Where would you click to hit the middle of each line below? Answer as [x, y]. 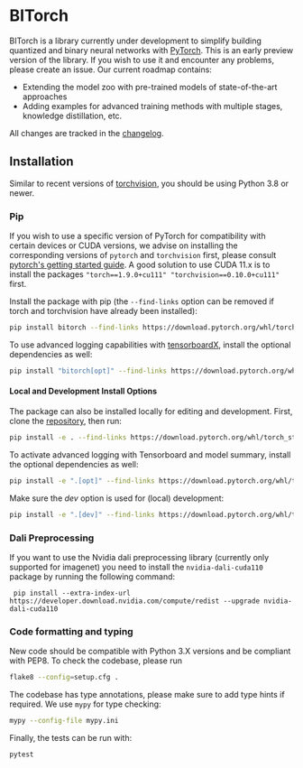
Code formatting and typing [71, 631]
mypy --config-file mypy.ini [64, 721]
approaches [45, 97]
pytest [22, 754]
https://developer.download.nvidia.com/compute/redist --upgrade [134, 601]
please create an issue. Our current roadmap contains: [110, 69]
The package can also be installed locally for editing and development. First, [151, 411]
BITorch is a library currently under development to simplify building [135, 41]
